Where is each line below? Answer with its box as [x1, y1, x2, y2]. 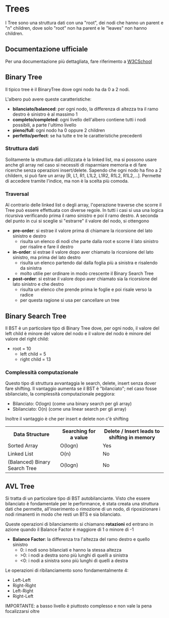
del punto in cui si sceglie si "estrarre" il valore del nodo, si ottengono [5, 218, 149, 224]
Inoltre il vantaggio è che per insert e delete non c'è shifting [5, 416, 129, 422]
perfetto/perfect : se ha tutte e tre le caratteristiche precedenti [12, 132, 142, 138]
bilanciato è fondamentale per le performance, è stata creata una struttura [5, 501, 159, 507]
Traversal [5, 190, 29, 197]
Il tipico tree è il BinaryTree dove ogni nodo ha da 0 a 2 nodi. [5, 86, 130, 92]
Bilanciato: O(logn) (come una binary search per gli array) [12, 401, 132, 407]
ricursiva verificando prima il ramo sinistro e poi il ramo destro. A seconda [5, 212, 158, 219]
